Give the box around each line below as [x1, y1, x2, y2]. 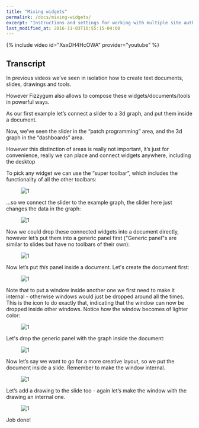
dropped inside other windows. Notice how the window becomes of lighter [6, 306, 188, 313]
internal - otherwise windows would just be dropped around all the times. [6, 293, 185, 300]
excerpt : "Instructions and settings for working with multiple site [6, 20, 182, 25]
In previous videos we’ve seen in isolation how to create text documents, [6, 75, 184, 82]
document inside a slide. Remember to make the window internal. [6, 364, 166, 371]
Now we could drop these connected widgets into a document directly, [6, 228, 179, 235]
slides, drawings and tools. [6, 81, 72, 88]
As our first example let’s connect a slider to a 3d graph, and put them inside [6, 110, 192, 117]
